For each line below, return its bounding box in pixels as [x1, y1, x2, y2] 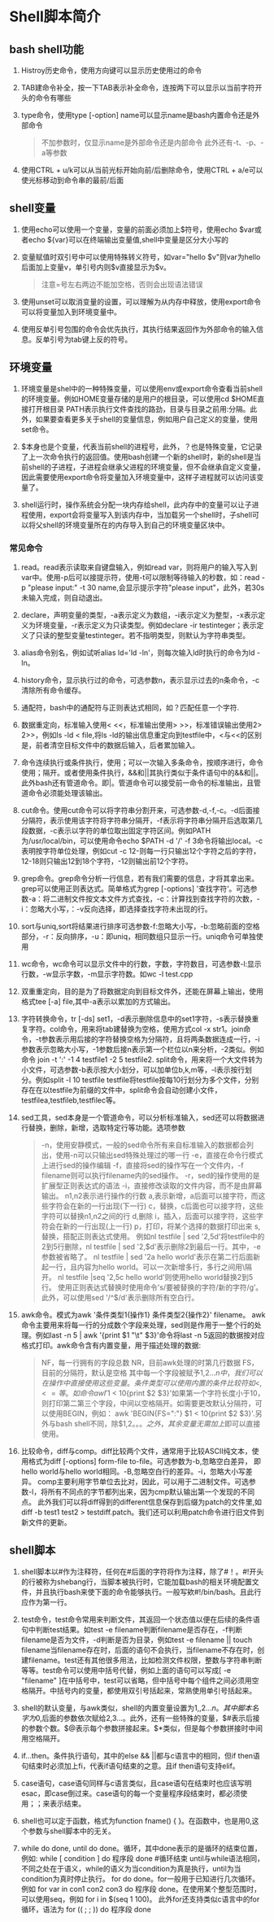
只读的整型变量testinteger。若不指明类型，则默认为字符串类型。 [35, 630, 250, 640]
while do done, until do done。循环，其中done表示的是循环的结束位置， [20, 1843, 263, 1853]
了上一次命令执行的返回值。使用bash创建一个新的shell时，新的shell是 [20, 452, 254, 461]
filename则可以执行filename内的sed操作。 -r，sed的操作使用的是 [41, 1170, 260, 1180]
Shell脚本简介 [9, 7, 101, 26]
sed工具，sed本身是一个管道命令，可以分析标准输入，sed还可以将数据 [20, 1112, 259, 1122]
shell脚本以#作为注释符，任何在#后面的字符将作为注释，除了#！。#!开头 [20, 1566, 263, 1576]
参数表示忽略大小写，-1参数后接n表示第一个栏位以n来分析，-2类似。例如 [20, 1044, 264, 1054]
